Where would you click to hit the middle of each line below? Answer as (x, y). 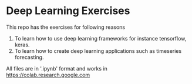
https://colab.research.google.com (48, 75)
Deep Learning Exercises (68, 11)
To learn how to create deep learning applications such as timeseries (98, 51)
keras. (22, 45)
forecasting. (29, 57)
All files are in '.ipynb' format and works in (57, 68)
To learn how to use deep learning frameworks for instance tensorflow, (100, 38)
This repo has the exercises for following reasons (65, 27)
